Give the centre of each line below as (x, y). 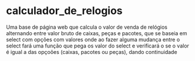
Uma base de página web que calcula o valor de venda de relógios (87, 27)
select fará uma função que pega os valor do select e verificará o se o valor (98, 46)
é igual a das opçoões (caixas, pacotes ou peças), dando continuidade (92, 52)
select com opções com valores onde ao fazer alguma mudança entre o (93, 39)
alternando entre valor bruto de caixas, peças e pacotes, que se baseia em (97, 33)
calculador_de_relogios (64, 11)
